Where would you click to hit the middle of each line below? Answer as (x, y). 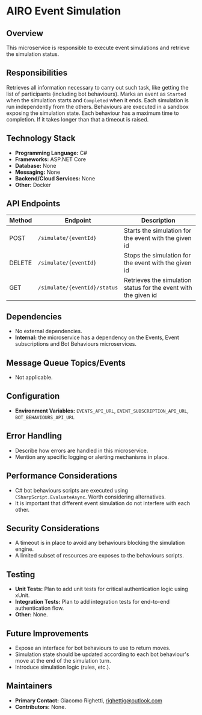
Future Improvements (47, 634)
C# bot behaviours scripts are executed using (71, 490)
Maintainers (29, 686)
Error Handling (34, 436)
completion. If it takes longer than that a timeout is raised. (78, 119)
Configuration (33, 396)
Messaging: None (38, 172)
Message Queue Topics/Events (66, 363)
